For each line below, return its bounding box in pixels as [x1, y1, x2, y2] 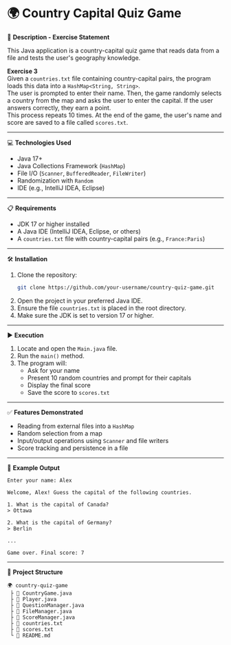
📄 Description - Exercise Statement [7, 32, 110, 41]
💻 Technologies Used [7, 139, 71, 147]
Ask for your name [27, 366, 80, 374]
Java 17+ [16, 154, 43, 163]
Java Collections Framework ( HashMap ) [16, 161, 126, 170]
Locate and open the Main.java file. [16, 344, 118, 352]
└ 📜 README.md [10, 632, 51, 639]
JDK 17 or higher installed [16, 220, 90, 228]
